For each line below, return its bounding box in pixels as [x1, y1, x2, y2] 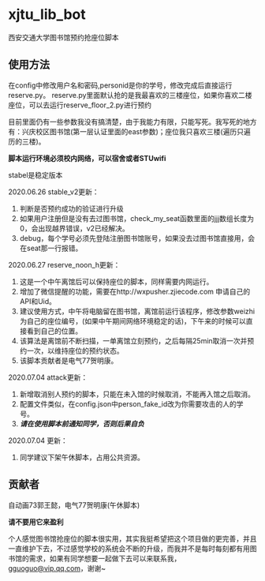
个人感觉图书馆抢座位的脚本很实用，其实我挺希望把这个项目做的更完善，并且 [8, 534, 257, 543]
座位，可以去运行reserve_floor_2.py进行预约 [8, 100, 152, 110]
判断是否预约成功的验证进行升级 [19, 204, 124, 213]
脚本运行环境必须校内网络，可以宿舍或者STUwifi [8, 153, 166, 163]
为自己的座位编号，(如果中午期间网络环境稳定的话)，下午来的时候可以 [19, 316, 247, 325]
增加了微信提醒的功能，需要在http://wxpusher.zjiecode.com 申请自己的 [19, 287, 251, 296]
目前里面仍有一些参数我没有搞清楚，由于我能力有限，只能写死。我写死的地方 [8, 117, 257, 126]
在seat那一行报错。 [19, 243, 83, 253]
